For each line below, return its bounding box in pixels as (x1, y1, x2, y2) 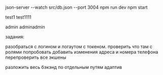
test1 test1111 (5, 14, 31, 20)
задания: (5, 34, 24, 40)
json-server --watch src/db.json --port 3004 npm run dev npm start (5, 5, 148, 10)
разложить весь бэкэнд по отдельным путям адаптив (5, 64, 122, 70)
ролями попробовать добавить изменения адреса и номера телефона (5, 49, 158, 55)
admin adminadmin (5, 24, 46, 30)
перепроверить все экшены (5, 54, 67, 60)
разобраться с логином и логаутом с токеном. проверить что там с (5, 44, 153, 50)
